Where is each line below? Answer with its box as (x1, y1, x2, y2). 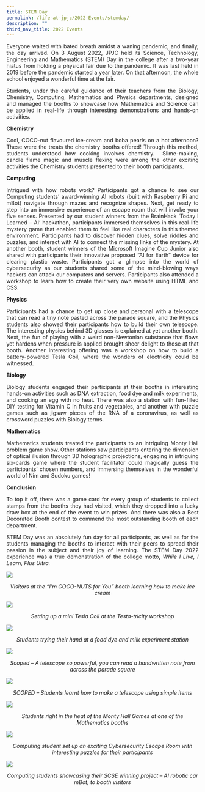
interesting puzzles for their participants (52, 749, 153, 756)
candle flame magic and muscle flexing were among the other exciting (6, 157, 199, 164)
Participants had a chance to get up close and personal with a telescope (6, 308, 199, 315)
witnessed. (6, 360, 34, 367)
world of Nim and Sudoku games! (6, 472, 90, 479)
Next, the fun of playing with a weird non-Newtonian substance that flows (6, 334, 199, 341)
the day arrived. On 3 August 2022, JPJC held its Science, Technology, (6, 50, 199, 57)
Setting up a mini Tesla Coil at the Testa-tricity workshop (31, 613, 174, 620)
